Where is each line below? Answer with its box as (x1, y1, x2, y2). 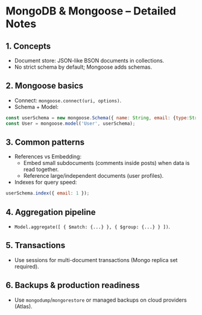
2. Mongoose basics (5, 81, 84, 91)
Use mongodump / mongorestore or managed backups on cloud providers (14, 296, 188, 304)
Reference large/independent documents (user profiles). (23, 172, 164, 179)
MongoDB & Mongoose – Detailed (5, 4, 176, 18)
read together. (23, 166, 59, 173)
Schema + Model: (14, 103, 58, 110)
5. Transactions (5, 240, 66, 251)
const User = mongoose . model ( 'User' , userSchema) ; (5, 120, 136, 126)
